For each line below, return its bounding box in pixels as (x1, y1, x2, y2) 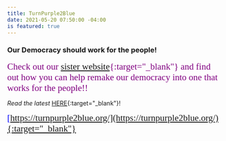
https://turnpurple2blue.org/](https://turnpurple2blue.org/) (10, 112, 219, 123)
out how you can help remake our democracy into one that (7, 71, 218, 83)
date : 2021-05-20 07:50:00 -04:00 (7, 16, 107, 23)
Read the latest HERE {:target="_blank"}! (7, 99, 121, 107)
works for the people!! (7, 82, 88, 93)
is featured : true (7, 23, 60, 29)
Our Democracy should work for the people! (7, 45, 157, 55)
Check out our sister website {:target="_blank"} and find (7, 61, 212, 72)
